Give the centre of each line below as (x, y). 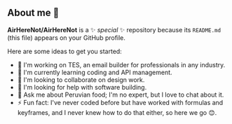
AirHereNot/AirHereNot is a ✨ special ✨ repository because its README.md (114, 29)
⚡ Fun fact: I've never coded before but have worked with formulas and (120, 102)
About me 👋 (33, 13)
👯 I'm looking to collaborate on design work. (81, 80)
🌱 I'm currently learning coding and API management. (95, 72)
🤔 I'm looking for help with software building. (82, 87)
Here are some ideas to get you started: (65, 51)
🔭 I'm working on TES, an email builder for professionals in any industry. (121, 64)
